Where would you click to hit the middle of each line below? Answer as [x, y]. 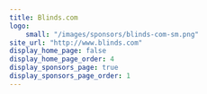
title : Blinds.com [44, 17]
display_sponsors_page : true [64, 68]
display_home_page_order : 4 [62, 59]
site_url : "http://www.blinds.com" [76, 43]
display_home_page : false [58, 51]
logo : [19, 26]
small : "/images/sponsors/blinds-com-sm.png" [112, 34]
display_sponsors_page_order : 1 [70, 76]
